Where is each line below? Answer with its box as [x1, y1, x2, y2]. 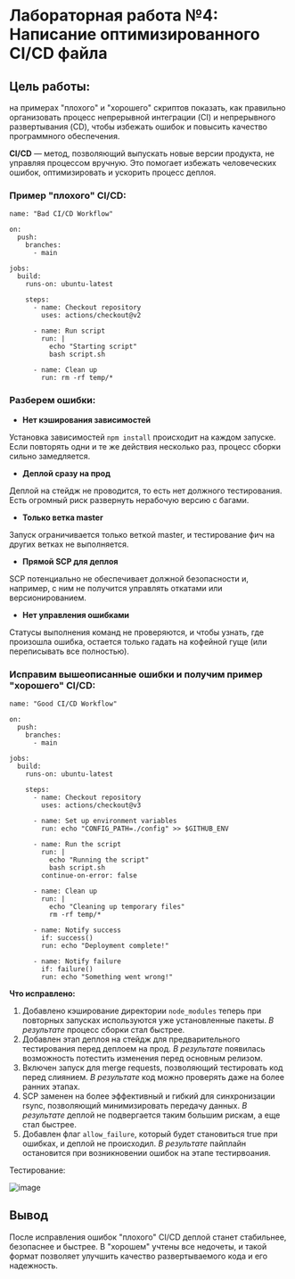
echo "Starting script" [48, 342, 138, 351]
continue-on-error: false [41, 871, 138, 879]
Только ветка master [21, 512, 104, 523]
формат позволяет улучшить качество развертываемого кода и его [9, 1250, 268, 1261]
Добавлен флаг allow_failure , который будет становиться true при [21, 1128, 278, 1139]
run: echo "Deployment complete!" [41, 941, 169, 950]
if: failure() [41, 964, 94, 973]
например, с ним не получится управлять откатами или [9, 582, 223, 593]
